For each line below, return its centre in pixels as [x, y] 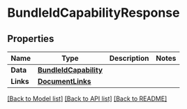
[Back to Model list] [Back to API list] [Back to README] [87, 99]
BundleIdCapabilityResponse [93, 13]
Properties [31, 39]
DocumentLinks [64, 81]
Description [129, 58]
